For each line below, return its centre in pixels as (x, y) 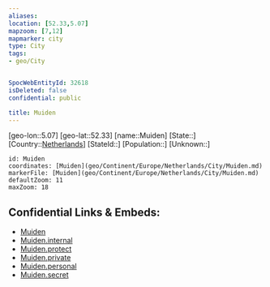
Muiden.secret (44, 275)
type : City (27, 46)
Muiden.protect (46, 249)
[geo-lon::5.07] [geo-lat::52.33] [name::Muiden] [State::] (102, 135)
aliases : (23, 16)
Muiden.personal (48, 266)
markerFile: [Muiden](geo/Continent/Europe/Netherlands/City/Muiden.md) (134, 173)
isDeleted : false (38, 90)
